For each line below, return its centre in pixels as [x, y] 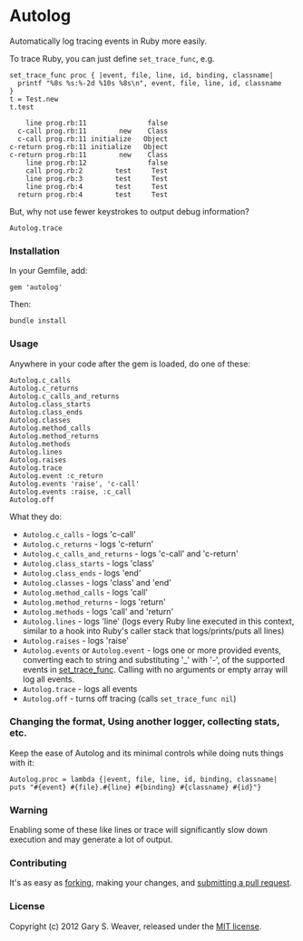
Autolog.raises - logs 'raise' [76, 640]
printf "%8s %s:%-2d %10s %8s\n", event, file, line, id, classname [150, 83]
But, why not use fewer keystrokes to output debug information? [129, 211]
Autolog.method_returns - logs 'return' [94, 602]
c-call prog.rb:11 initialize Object [93, 139]
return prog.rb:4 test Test [93, 195]
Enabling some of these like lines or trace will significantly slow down [139, 830]
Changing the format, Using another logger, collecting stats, [145, 722]
